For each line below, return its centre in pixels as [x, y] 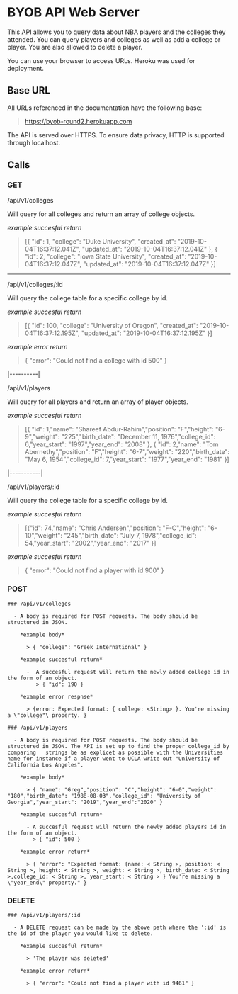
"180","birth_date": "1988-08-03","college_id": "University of [104, 796]
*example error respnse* [57, 696]
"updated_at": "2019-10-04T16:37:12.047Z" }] [149, 264]
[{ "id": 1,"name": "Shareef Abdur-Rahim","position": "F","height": [119, 429]
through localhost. [34, 142]
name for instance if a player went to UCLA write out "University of [114, 759]
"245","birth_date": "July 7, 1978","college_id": [130, 536]
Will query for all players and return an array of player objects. [98, 402]
